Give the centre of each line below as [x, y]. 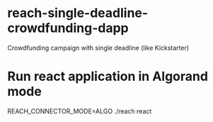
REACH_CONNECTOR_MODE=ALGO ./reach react [80, 111]
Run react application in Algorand [108, 77]
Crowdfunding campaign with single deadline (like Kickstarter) [98, 48]
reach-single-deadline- [78, 13]
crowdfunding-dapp [68, 28]
